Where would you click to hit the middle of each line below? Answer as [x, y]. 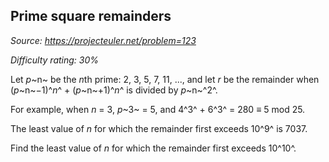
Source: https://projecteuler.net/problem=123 [103, 40]
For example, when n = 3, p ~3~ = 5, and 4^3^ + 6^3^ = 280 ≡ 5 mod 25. [158, 109]
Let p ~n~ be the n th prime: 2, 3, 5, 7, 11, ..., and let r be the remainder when [165, 79]
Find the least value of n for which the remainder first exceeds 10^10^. [153, 148]
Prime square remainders [91, 16]
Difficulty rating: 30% [55, 60]
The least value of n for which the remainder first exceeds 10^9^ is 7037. [159, 128]
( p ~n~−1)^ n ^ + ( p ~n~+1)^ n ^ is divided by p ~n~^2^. [114, 90]
